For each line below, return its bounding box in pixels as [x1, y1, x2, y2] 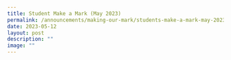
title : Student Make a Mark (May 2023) [7, 10, 122, 17]
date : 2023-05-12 [7, 23, 57, 30]
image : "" [7, 42, 36, 49]
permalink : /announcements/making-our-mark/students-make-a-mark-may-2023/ [7, 17, 229, 23]
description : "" [7, 36, 54, 43]
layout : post [7, 29, 45, 37]
